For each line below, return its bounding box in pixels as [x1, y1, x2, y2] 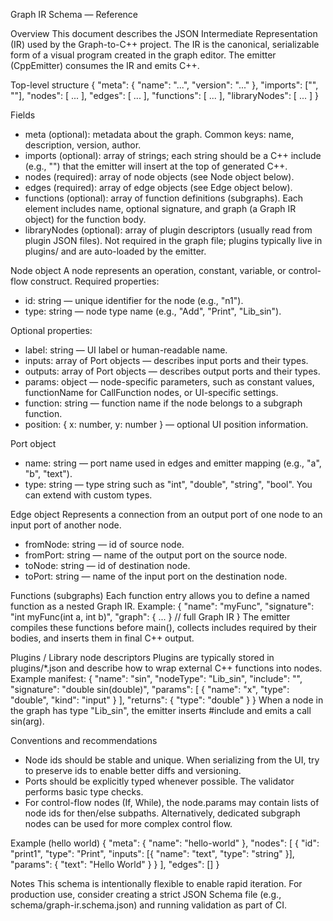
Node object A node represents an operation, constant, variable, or [10, 265, 287, 276]
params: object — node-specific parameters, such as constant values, [24, 376, 315, 388]
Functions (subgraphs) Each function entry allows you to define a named [10, 590, 310, 601]
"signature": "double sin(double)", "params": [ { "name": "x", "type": [10, 684, 290, 695]
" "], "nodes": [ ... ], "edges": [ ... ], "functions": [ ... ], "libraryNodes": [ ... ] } [10, 90, 319, 101]
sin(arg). [10, 715, 45, 727]
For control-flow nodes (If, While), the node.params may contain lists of [24, 797, 320, 808]
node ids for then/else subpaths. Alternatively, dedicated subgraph [24, 807, 301, 819]
